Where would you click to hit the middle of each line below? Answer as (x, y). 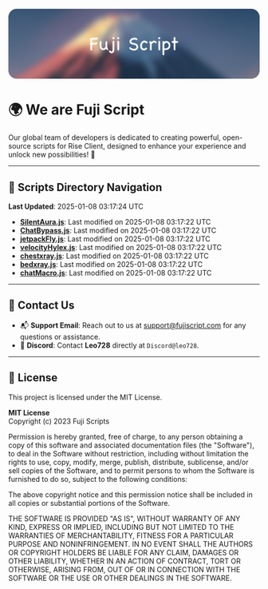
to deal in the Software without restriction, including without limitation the (128, 453)
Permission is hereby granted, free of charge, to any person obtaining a (126, 436)
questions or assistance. (60, 336)
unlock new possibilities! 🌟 (52, 155)
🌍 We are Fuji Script (77, 110)
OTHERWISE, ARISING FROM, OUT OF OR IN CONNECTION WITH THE (124, 569)
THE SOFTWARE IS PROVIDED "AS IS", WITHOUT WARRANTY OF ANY (124, 518)
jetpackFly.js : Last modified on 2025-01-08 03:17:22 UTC (115, 239)
